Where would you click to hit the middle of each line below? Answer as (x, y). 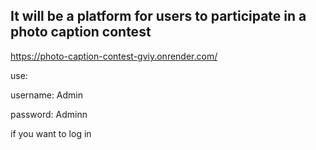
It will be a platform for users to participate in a (158, 16)
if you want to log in (51, 133)
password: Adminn (49, 114)
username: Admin (47, 95)
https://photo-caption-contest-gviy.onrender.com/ (114, 56)
